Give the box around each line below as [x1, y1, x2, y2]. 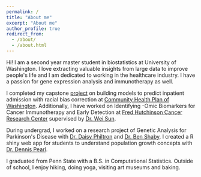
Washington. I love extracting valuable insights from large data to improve [6, 65, 188, 72]
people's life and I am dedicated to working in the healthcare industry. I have [6, 71, 196, 79]
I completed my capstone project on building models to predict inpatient [6, 89, 185, 97]
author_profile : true [6, 25, 61, 32]
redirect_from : [6, 31, 44, 37]
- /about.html [11, 43, 47, 49]
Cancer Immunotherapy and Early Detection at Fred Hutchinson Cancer [6, 109, 183, 116]
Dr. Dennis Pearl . [6, 145, 48, 153]
